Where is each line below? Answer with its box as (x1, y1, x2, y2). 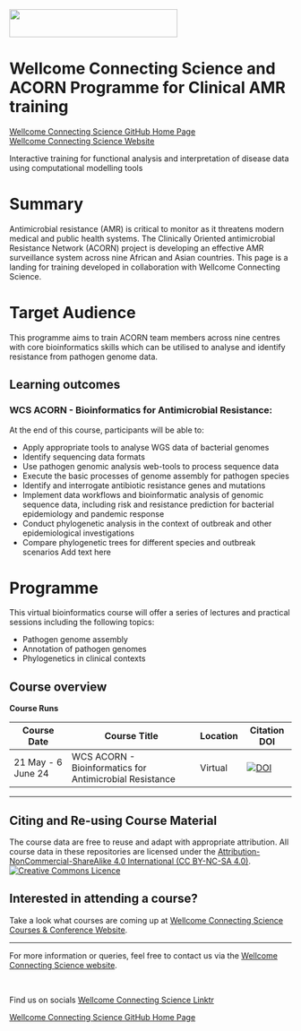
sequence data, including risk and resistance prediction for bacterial (21, 499, 275, 510)
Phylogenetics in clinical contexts (21, 653, 146, 664)
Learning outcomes (9, 377, 121, 392)
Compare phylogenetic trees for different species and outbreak (21, 537, 256, 547)
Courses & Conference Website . (9, 924, 128, 935)
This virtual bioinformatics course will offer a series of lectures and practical (9, 607, 290, 618)
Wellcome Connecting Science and (9, 58, 276, 79)
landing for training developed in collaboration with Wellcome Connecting (9, 262, 280, 272)
